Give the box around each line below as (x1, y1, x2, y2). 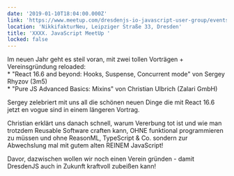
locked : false (7, 36, 49, 43)
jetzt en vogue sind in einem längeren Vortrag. (7, 106, 140, 114)
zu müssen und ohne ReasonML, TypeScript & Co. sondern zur (7, 134, 188, 143)
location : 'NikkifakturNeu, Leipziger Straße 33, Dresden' (7, 23, 182, 30)
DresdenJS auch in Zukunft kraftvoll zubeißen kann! (7, 162, 157, 170)
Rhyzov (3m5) (7, 77, 47, 86)
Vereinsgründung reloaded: (7, 63, 86, 71)
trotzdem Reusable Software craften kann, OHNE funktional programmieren (7, 127, 224, 135)
